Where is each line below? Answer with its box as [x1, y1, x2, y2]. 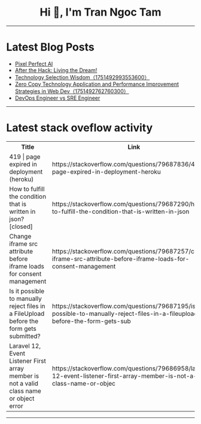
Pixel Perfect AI [14, 60, 53, 67]
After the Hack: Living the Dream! [14, 66, 98, 74]
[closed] [9, 222, 33, 231]
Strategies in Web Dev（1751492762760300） [14, 87, 129, 95]
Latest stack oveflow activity [6, 121, 153, 135]
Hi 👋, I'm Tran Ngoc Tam [39, 5, 162, 19]
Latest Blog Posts [6, 40, 95, 54]
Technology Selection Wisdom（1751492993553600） [14, 73, 150, 80]
